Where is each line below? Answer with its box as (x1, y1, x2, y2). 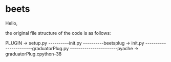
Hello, (5, 20, 18, 26)
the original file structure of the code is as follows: (5, 30, 111, 36)
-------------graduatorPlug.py (5, 45, 69, 51)
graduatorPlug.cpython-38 (5, 51, 62, 57)
